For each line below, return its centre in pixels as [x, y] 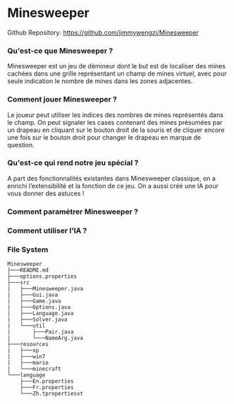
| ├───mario [28, 362]
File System [28, 250]
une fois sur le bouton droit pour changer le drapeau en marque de [104, 137]
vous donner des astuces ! [46, 193]
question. [21, 145]
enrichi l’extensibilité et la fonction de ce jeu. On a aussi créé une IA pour [113, 185]
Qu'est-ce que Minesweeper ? [60, 51]
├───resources [28, 344]
